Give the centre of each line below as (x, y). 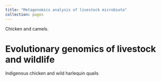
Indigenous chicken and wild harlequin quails (52, 73)
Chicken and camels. (27, 28)
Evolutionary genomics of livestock (81, 49)
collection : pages (24, 14)
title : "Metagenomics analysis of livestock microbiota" (66, 10)
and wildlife (30, 59)
